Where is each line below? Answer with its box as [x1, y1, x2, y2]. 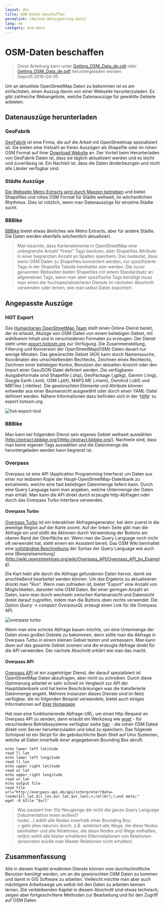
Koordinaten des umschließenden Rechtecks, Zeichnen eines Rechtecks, [5, 357, 153, 363]
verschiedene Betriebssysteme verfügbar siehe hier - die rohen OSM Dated [5, 721, 158, 727]
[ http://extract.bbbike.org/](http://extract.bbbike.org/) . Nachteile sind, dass [5, 437, 157, 443]
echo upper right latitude [5, 764, 60, 769]
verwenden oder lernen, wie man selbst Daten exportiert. [17, 285, 133, 291]
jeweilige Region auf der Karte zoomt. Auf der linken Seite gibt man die [5, 524, 148, 530]
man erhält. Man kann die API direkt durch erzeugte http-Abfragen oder [5, 492, 150, 498]
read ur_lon [5, 777, 29, 782]
